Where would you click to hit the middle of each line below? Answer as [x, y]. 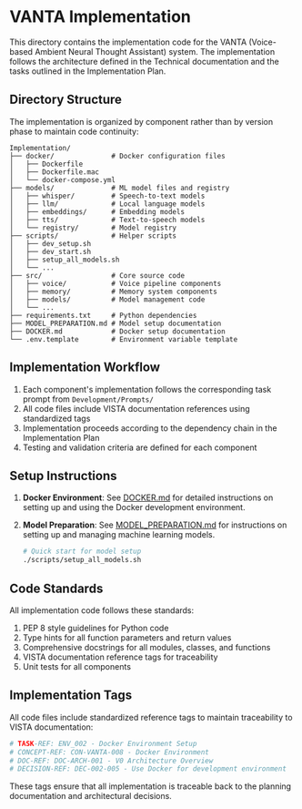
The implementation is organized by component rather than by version [141, 121]
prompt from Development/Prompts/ [88, 399]
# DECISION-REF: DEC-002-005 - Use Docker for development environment [148, 769]
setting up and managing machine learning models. [119, 535]
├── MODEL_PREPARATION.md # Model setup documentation [116, 323]
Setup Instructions [63, 476]
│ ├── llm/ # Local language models [107, 204]
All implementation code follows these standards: [102, 610]
